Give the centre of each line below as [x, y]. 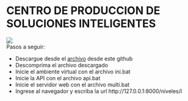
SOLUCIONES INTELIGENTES [81, 24]
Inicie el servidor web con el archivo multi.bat [72, 84]
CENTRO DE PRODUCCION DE [83, 11]
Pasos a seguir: [26, 47]
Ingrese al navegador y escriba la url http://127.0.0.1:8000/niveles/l [98, 91]
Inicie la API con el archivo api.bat [58, 78]
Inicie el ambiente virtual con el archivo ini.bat [73, 72]
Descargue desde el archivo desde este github [74, 58]
